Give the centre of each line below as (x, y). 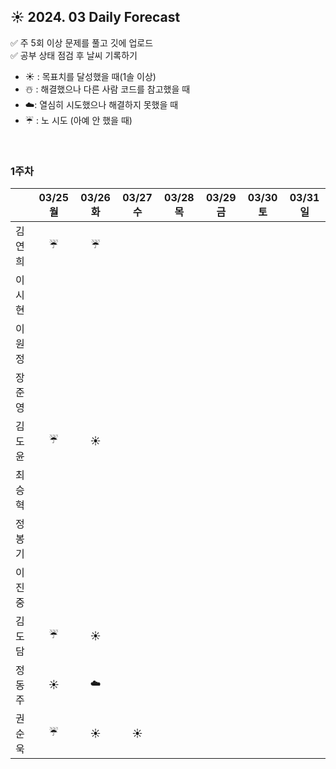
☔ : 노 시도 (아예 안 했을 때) (78, 120)
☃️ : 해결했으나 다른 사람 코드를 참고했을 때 (107, 89)
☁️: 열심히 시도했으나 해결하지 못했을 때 (101, 104)
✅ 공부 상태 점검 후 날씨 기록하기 (74, 55)
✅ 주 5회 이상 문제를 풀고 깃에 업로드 (82, 42)
